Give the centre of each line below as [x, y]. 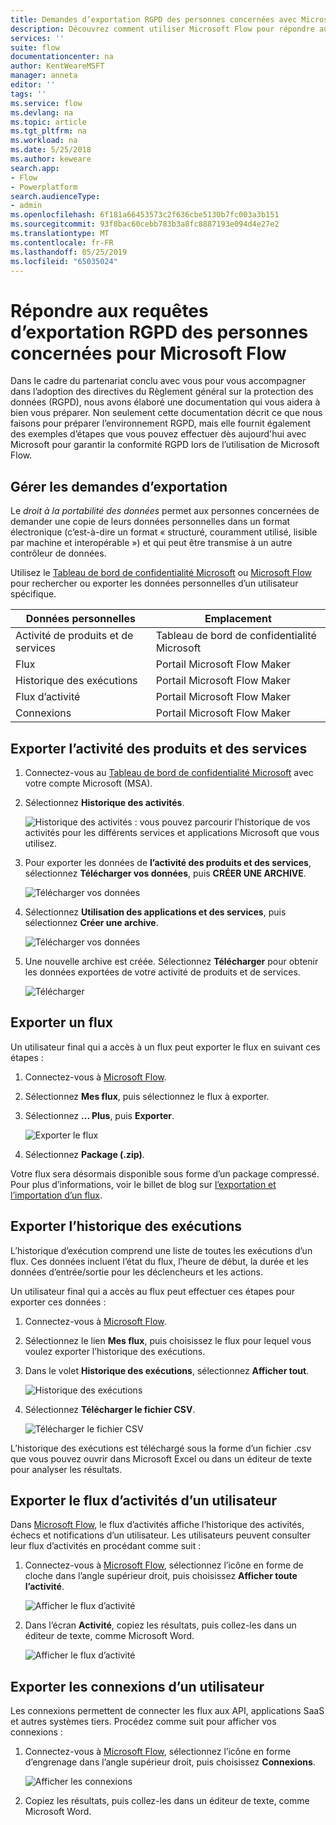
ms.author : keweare [51, 159]
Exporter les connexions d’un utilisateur [137, 1686]
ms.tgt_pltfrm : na [48, 131]
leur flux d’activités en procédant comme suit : [106, 1546]
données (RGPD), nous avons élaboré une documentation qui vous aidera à [165, 402]
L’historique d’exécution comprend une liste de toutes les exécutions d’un [161, 1250]
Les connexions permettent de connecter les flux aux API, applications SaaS [167, 1711]
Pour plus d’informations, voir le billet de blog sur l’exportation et [143, 1184]
